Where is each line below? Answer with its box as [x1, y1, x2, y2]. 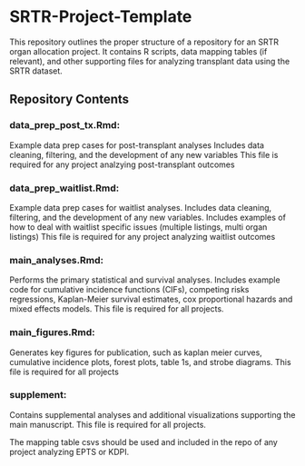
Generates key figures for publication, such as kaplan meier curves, [9, 347, 263, 358]
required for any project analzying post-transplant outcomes [9, 159, 235, 170]
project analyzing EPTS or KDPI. [9, 446, 130, 457]
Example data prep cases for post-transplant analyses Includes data [9, 139, 265, 151]
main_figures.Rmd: [9, 326, 95, 339]
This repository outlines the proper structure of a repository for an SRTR [9, 36, 280, 47]
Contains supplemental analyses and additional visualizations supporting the [9, 409, 296, 420]
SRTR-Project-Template [9, 6, 192, 27]
